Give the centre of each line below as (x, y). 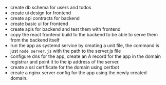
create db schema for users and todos (51, 7)
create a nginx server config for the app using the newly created (78, 73)
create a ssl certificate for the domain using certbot (64, 67)
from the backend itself (35, 40)
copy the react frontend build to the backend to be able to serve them (84, 35)
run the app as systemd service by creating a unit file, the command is (85, 45)
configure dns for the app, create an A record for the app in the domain (85, 56)
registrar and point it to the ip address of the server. (65, 62)
